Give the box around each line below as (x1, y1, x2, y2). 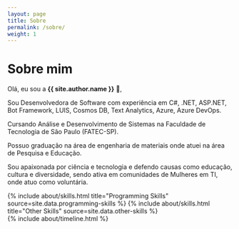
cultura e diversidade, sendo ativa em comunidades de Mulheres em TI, (7, 171, 218, 179)
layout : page (7, 10, 46, 18)
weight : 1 (7, 30, 37, 38)
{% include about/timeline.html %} (7, 215, 109, 223)
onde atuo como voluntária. (7, 178, 88, 186)
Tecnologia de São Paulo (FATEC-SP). (7, 128, 119, 136)
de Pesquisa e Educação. (7, 149, 82, 158)
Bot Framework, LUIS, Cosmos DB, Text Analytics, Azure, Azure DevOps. (7, 106, 222, 115)
